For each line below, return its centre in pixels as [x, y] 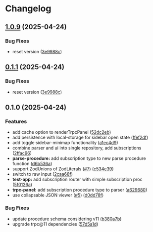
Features [16, 121]
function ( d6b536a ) [32, 164]
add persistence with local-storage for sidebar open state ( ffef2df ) [80, 137]
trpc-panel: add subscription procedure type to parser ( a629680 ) [80, 190]
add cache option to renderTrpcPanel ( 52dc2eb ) [62, 132]
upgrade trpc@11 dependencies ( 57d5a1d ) [55, 224]
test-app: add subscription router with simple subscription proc [77, 179]
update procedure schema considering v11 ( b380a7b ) [67, 219]
